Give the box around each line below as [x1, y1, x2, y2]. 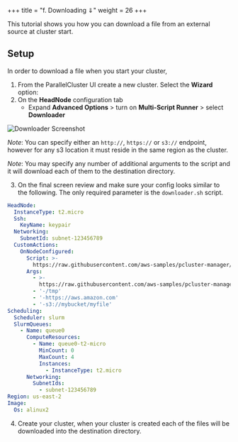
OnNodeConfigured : [20, 248, 74, 255]
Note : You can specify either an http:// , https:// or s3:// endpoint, [7, 138, 207, 146]
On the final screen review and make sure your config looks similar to [17, 180, 220, 189]
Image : [7, 400, 27, 407]
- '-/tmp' [33, 287, 62, 295]
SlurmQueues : [13, 321, 52, 328]
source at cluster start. [7, 28, 74, 35]
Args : [25, 267, 42, 275]
